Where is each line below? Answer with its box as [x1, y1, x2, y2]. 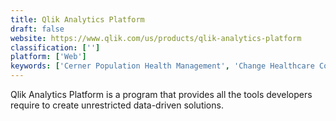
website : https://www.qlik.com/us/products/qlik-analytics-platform [10, 33, 302, 43]
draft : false [10, 24, 65, 34]
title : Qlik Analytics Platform [10, 14, 145, 25]
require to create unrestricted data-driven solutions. [10, 99, 224, 111]
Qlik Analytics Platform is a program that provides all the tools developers [10, 89, 313, 100]
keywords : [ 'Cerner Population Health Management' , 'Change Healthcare [10, 61, 315, 71]
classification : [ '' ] [10, 42, 101, 53]
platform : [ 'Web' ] [10, 52, 87, 62]
